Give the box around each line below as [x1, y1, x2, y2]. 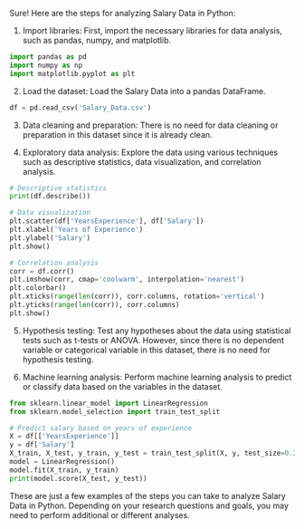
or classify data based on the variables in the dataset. [22, 380, 223, 392]
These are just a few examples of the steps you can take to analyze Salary [9, 490, 287, 501]
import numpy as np [9, 61, 83, 70]
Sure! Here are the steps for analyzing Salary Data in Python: [9, 8, 236, 18]
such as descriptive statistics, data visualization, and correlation [22, 156, 261, 167]
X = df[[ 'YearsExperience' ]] [9, 432, 119, 441]
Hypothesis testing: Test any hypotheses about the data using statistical [22, 325, 291, 336]
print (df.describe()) [9, 192, 91, 201]
